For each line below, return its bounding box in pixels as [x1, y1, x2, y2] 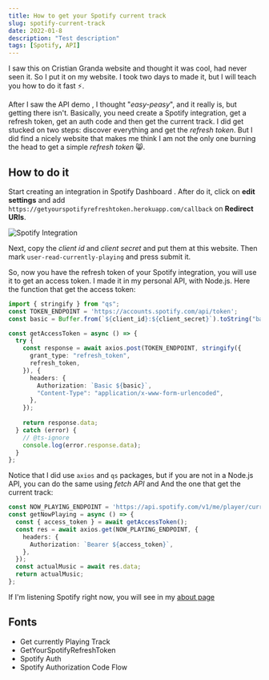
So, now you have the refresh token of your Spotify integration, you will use [8, 267, 257, 277]
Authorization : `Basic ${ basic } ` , [37, 382, 152, 390]
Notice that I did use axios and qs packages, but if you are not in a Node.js [8, 471, 254, 480]
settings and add [8, 195, 66, 204]
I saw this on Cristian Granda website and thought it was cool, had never [8, 63, 247, 73]
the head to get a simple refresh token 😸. [8, 142, 146, 152]
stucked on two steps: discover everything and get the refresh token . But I [8, 125, 253, 135]
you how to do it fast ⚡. [8, 81, 85, 91]
